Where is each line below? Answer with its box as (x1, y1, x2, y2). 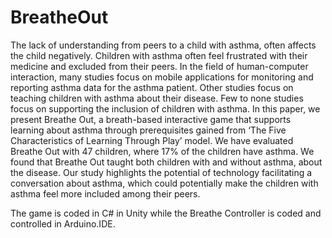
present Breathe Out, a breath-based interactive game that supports (10, 113, 292, 125)
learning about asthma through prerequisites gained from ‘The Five (10, 124, 287, 136)
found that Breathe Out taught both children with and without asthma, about (10, 156, 323, 168)
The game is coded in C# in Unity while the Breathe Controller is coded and (10, 207, 322, 219)
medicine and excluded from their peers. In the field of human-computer (10, 60, 309, 72)
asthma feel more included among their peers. (10, 187, 201, 200)
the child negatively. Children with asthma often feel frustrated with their (10, 49, 308, 61)
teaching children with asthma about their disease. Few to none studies (10, 92, 304, 104)
